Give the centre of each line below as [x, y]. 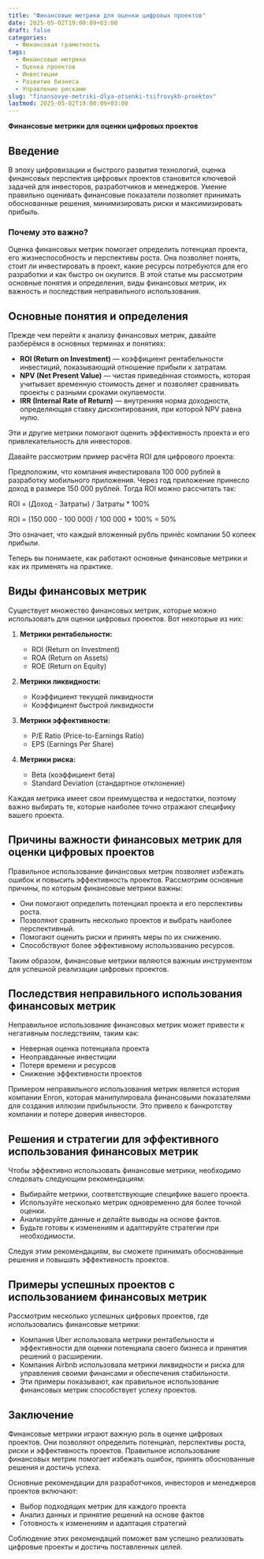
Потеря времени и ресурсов [68, 1066]
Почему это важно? [48, 232]
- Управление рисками [51, 89]
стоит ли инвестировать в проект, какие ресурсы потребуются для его [128, 266]
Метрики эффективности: [65, 720]
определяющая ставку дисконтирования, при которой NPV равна [130, 409]
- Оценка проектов [46, 67]
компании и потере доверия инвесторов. [78, 1115]
